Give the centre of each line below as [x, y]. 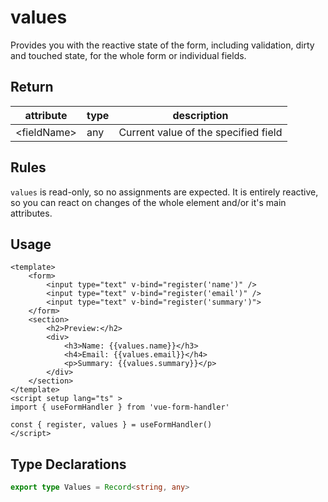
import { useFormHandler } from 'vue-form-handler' [120, 407]
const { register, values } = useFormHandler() [111, 425]
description [200, 115]
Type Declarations [68, 464]
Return [32, 87]
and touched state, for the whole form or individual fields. [128, 55]
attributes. [31, 213]
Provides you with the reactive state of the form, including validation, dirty [162, 45]
